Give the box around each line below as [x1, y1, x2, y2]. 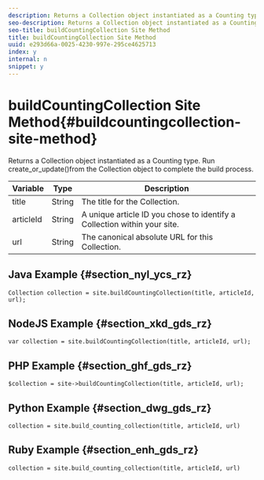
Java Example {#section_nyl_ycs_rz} [8, 268, 192, 281]
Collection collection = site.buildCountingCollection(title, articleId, [8, 288, 255, 297]
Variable [12, 182, 45, 193]
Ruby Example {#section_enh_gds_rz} [8, 443, 199, 456]
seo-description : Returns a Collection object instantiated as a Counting [8, 19, 258, 27]
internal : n [8, 56, 47, 64]
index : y [8, 48, 37, 56]
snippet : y [8, 63, 44, 71]
